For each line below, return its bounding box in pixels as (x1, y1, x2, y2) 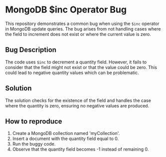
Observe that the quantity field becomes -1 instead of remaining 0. (12, 146, 149, 152)
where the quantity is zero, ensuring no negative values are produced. (5, 102, 150, 108)
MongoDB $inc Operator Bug (5, 4, 127, 15)
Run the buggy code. (12, 141, 56, 147)
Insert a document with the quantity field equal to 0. (12, 135, 119, 141)
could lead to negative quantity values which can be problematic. (5, 69, 139, 75)
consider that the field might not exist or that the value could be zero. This (5, 64, 157, 70)
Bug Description (5, 45, 56, 54)
